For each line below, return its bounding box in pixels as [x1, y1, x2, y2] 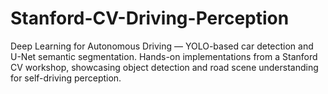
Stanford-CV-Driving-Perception [10, 7, 290, 30]
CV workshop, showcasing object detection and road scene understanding [10, 61, 319, 73]
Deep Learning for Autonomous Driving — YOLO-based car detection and [10, 40, 314, 52]
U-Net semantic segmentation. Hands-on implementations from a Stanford [10, 50, 318, 62]
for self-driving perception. [10, 72, 122, 84]
